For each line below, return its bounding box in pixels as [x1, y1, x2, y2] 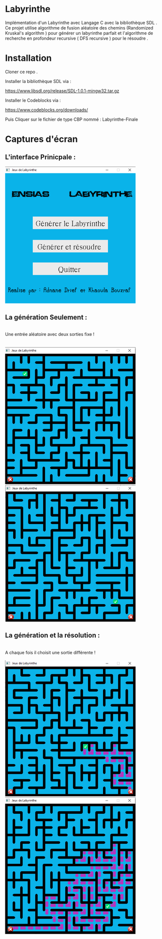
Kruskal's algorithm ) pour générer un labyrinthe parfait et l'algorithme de [5, 30, 153, 36]
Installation [5, 53, 52, 64]
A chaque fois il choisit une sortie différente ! [5, 649, 96, 655]
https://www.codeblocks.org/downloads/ [5, 107, 88, 112]
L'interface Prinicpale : [5, 153, 76, 162]
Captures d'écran [5, 134, 78, 145]
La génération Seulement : [5, 313, 87, 321]
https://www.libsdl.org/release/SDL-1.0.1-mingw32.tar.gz [5, 87, 119, 94]
